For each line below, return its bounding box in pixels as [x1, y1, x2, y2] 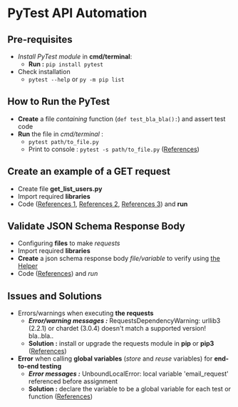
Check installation [17, 68, 71, 76]
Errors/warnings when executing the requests [17, 309, 154, 318]
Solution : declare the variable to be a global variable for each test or [28, 385, 232, 393]
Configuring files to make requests [17, 239, 120, 247]
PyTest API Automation [7, 5, 148, 21]
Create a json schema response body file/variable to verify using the [17, 254, 221, 263]
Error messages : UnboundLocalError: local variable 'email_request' [28, 369, 229, 378]
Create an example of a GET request [7, 165, 171, 177]
